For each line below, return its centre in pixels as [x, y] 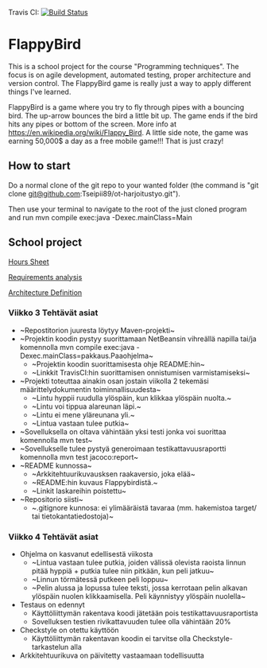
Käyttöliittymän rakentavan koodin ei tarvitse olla [111, 639]
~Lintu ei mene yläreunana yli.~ [83, 414]
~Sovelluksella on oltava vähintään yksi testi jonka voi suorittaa [123, 431]
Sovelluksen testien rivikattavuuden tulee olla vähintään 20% [131, 622]
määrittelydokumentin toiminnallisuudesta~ [90, 389]
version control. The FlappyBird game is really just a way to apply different [130, 83]
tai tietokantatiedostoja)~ [72, 516]
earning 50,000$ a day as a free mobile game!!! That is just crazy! [116, 141]
